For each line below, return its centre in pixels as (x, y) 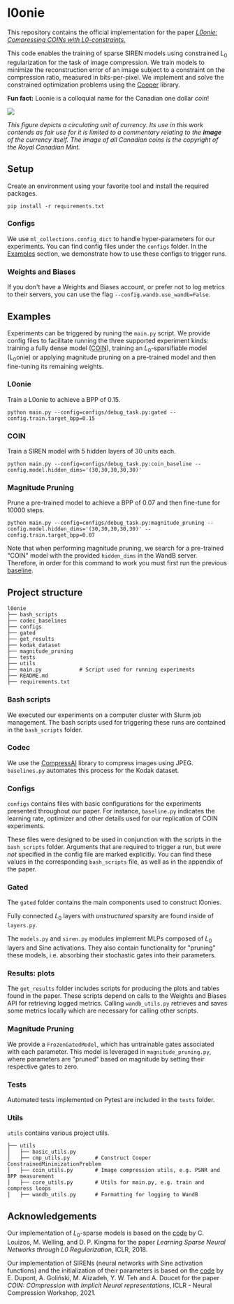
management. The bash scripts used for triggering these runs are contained (116, 722)
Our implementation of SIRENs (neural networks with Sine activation (105, 1263)
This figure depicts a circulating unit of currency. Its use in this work (105, 124)
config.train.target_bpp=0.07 (51, 535)
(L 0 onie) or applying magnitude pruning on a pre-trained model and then (112, 358)
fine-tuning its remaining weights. (56, 366)
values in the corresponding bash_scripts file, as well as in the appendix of (115, 862)
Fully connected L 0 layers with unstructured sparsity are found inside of (111, 917)
